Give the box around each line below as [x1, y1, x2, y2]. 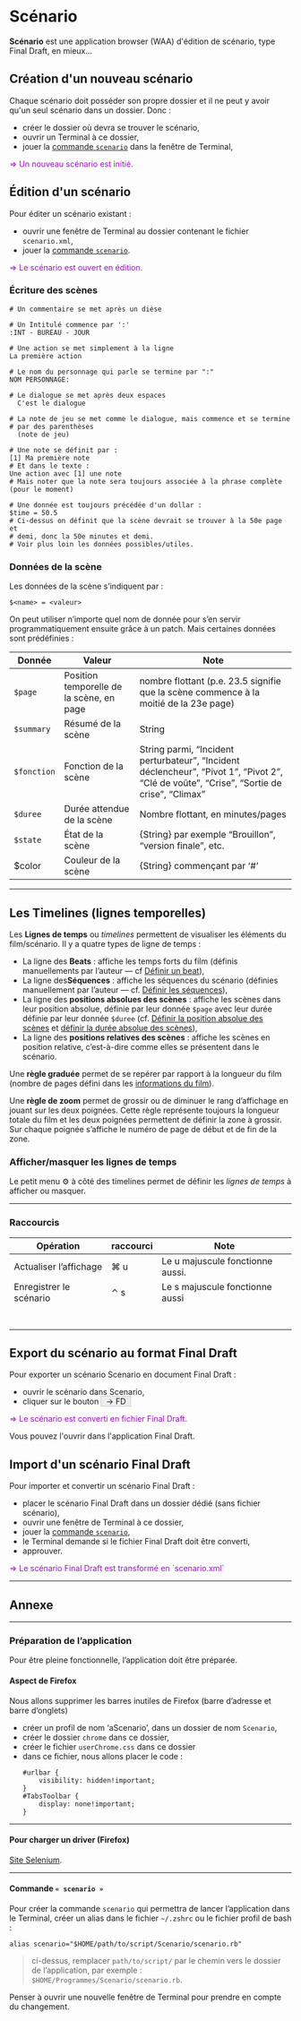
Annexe [9, 1597, 54, 1612]
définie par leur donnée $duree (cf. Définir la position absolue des [21, 1012, 264, 1023]
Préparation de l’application [9, 1634, 133, 1647]
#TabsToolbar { [21, 1792, 80, 1801]
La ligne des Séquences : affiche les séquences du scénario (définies [21, 975, 279, 985]
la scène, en [64, 692, 115, 704]
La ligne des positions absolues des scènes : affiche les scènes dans [21, 993, 281, 1004]
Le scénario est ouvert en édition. [19, 262, 143, 272]
